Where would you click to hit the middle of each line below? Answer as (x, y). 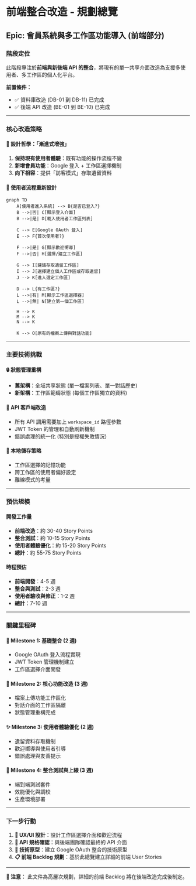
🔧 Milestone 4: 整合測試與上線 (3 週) (50, 770)
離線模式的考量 (32, 479)
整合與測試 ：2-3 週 (38, 589)
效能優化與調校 (32, 792)
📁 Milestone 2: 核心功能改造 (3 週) (47, 683)
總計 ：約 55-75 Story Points (48, 553)
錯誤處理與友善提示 (38, 755)
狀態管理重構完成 (35, 713)
